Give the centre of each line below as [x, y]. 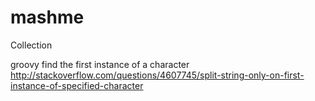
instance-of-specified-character [77, 85]
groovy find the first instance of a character [100, 64]
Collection [31, 45]
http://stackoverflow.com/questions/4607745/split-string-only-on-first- [157, 75]
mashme [47, 17]
